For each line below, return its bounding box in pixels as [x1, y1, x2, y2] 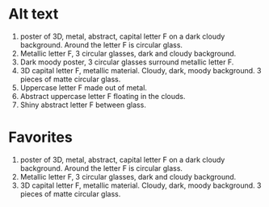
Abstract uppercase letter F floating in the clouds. [19, 91, 186, 101]
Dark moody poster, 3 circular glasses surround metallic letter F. [19, 57, 234, 67]
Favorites [8, 128, 73, 147]
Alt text [8, 5, 59, 23]
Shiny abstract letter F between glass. [19, 100, 147, 110]
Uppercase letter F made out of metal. [19, 82, 148, 93]
